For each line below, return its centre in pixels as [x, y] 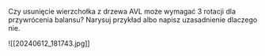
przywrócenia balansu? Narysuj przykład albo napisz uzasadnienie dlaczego [133, 20]
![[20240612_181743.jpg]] [49, 43]
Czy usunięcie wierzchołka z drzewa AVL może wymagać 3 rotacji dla [122, 11]
